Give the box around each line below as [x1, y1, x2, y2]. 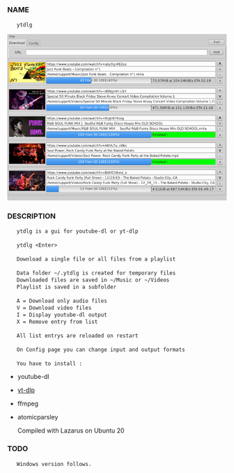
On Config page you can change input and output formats [16, 346, 186, 353]
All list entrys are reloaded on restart [16, 332, 139, 339]
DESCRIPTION [7, 211, 56, 221]
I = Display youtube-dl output [16, 311, 108, 318]
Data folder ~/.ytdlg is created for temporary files [16, 270, 176, 277]
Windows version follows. [16, 460, 92, 467]
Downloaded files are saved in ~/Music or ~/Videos [16, 277, 170, 284]
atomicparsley [17, 413, 58, 421]
